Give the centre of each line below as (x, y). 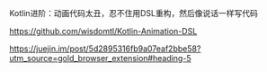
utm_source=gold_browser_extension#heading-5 (100, 58)
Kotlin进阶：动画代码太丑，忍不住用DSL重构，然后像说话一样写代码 (133, 13)
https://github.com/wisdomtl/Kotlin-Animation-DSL (103, 31)
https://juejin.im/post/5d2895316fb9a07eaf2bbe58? (105, 49)
